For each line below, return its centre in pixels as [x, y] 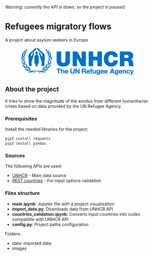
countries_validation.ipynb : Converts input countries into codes [76, 214]
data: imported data [32, 243]
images [19, 248]
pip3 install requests [28, 139]
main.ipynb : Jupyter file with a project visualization [63, 204]
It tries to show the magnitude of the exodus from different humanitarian [77, 101]
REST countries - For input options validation [56, 181]
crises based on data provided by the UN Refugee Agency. [63, 106]
